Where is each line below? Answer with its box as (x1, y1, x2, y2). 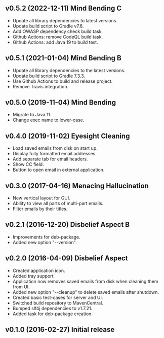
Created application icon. (12, 267, 65, 274)
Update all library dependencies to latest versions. (12, 17, 118, 23)
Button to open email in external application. (12, 167, 105, 173)
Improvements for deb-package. (12, 233, 80, 240)
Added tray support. (12, 273, 55, 279)
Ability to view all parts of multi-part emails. (12, 200, 104, 207)
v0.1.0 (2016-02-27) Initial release (5, 325, 115, 334)
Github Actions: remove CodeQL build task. (12, 33, 103, 40)
